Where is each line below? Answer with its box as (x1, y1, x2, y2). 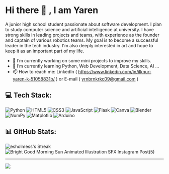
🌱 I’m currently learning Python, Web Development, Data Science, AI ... (12, 63, 159, 69)
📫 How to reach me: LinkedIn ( (12, 68, 77, 74)
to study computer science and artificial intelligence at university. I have (5, 26, 154, 32)
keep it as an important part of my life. (5, 48, 84, 54)
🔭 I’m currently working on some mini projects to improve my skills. (12, 57, 151, 63)
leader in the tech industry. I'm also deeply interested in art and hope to (5, 42, 153, 48)
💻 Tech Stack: (5, 91, 52, 100)
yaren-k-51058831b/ (12, 75, 55, 82)
